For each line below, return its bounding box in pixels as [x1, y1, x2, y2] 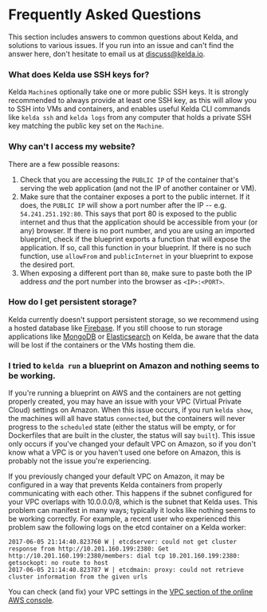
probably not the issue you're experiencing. [8, 456, 151, 466]
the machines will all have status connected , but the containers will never [8, 414, 245, 423]
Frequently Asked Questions [8, 6, 202, 24]
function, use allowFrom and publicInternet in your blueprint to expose [19, 251, 253, 260]
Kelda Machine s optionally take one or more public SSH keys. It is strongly [8, 87, 249, 97]
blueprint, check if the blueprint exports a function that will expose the [19, 234, 251, 244]
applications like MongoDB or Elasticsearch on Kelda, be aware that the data [8, 332, 259, 341]
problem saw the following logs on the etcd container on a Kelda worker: [8, 523, 247, 532]
